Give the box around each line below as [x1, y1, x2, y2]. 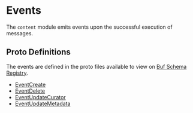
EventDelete [14, 87, 46, 94]
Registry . [6, 69, 28, 77]
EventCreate [14, 81, 46, 88]
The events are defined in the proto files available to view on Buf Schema [6, 63, 187, 70]
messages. [6, 29, 34, 36]
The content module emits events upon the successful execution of [6, 23, 173, 30]
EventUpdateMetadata [14, 100, 71, 107]
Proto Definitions [6, 47, 71, 57]
